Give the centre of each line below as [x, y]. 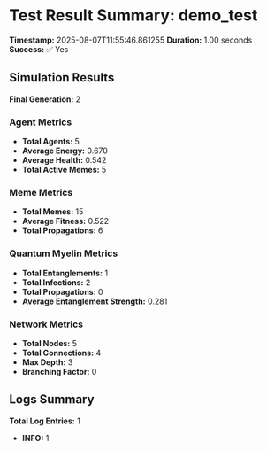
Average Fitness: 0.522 [65, 221]
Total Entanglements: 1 [65, 273]
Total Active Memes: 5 [64, 170]
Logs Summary [52, 400]
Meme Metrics [41, 192]
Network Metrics [46, 324]
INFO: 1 [35, 438]
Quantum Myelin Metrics [64, 253]
